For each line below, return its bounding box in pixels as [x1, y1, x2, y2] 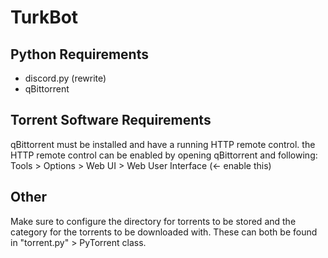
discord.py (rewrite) [24, 72, 107, 84]
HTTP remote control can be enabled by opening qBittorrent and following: [10, 149, 318, 161]
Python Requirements [10, 46, 149, 63]
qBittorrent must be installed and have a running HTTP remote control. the [10, 138, 316, 150]
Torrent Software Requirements [10, 112, 212, 129]
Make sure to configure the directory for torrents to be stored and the [10, 215, 297, 227]
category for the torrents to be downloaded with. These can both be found [10, 226, 318, 238]
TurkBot [10, 6, 79, 29]
